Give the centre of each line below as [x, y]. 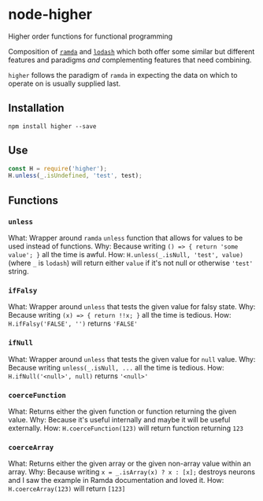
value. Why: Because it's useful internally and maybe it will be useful [119, 419]
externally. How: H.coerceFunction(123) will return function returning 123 [126, 428]
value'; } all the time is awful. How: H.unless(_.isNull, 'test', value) [126, 254]
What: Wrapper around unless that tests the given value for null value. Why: [132, 359]
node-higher [50, 15]
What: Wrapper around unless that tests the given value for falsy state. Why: [132, 307]
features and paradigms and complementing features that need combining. [130, 60]
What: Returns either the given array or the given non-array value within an [130, 464]
